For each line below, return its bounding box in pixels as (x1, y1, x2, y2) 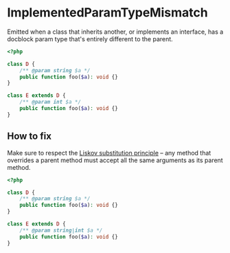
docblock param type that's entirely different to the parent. (7, 34, 173, 43)
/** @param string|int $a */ (19, 227, 103, 234)
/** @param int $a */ (19, 98, 81, 106)
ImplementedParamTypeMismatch (7, 5, 208, 21)
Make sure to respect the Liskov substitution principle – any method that (7, 148, 211, 157)
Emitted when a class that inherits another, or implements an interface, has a (7, 27, 224, 36)
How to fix (7, 131, 51, 142)
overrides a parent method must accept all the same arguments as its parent (7, 156, 223, 164)
